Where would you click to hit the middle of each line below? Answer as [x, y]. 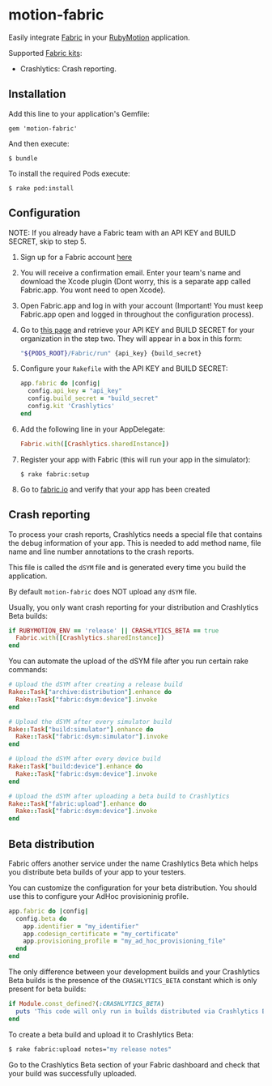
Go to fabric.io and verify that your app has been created [115, 489]
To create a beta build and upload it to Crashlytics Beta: [101, 1034]
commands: [28, 670]
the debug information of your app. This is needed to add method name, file [135, 543]
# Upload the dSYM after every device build [85, 759]
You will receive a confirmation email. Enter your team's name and [130, 272]
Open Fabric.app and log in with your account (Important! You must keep [142, 305]
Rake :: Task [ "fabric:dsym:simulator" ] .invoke [92, 737]
